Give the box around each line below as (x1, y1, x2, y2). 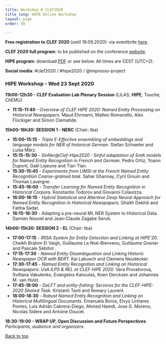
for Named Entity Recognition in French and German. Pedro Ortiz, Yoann (12, 157, 161, 163)
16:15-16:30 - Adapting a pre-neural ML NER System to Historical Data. (12, 210, 158, 216)
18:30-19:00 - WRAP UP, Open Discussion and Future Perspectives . (5, 318, 148, 324)
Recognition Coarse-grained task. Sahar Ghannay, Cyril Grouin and (12, 173, 150, 179)
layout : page (5, 16, 32, 21)
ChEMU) (5, 97, 23, 103)
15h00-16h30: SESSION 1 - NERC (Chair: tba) (5, 127, 99, 133)
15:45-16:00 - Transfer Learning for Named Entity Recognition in (12, 184, 146, 190)
